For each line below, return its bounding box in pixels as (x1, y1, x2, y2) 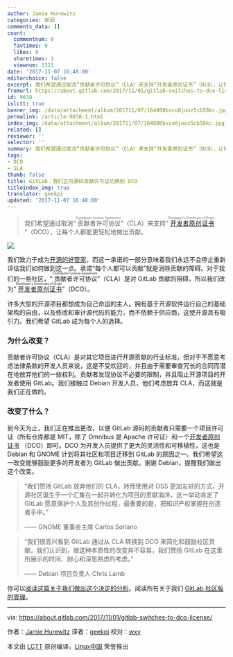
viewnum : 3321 (13, 62, 54, 69)
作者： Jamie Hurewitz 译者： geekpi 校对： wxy (7, 627, 141, 636)
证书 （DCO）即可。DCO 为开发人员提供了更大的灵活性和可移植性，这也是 (7, 441, 220, 449)
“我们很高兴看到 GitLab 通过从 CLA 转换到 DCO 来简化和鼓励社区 (24, 537, 209, 545)
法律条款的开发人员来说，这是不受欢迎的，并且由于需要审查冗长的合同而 (12, 362, 220, 370)
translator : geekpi (7, 191, 64, 198)
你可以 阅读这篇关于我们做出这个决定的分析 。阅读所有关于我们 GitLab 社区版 (7, 584, 224, 593)
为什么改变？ (7, 335, 51, 345)
